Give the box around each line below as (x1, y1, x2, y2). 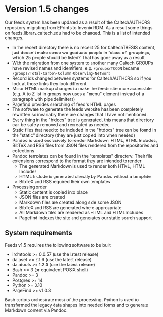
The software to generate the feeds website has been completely (12, 106, 144, 112)
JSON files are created (19, 194, 65, 200)
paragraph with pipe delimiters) (12, 96, 75, 102)
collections (12, 147, 35, 154)
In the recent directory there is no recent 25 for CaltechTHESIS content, (12, 44, 156, 50)
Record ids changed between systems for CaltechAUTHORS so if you (12, 75, 152, 81)
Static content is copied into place (19, 189, 88, 195)
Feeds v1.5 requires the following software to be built (5, 242, 111, 247)
